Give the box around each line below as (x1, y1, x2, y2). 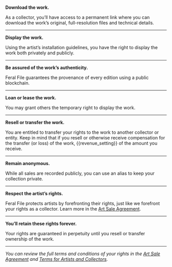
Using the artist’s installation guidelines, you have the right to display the (5, 45, 158, 50)
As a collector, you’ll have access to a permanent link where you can (5, 14, 150, 20)
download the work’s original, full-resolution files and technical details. (5, 20, 155, 26)
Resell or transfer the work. (5, 119, 65, 125)
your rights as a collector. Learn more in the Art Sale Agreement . (5, 206, 141, 212)
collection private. (5, 176, 44, 181)
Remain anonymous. (5, 160, 50, 166)
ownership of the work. (5, 236, 55, 242)
